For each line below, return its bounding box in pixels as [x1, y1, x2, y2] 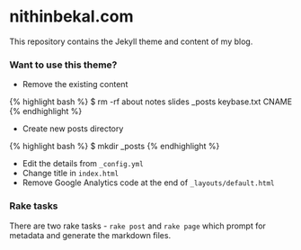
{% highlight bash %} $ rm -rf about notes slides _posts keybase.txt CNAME [9, 96, 293, 107]
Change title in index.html [22, 168, 120, 179]
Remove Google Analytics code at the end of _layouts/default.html [22, 177, 275, 188]
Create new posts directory [22, 123, 124, 134]
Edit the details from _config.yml [22, 158, 144, 169]
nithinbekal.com [9, 6, 134, 27]
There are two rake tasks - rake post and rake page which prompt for [9, 220, 267, 231]
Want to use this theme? [9, 58, 118, 71]
